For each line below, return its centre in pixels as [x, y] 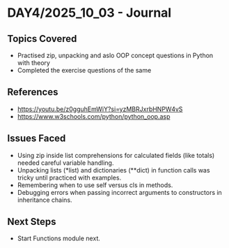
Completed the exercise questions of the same [84, 70]
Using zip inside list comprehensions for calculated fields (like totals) [116, 155]
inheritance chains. [45, 200]
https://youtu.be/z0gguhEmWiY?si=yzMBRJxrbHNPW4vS [100, 109]
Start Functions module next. [59, 238]
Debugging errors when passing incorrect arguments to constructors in [120, 192]
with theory [34, 63]
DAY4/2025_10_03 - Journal [89, 13]
